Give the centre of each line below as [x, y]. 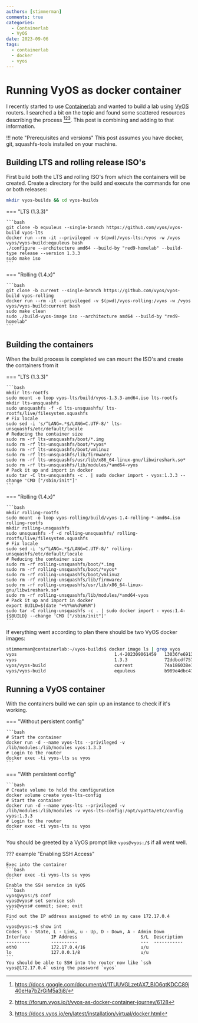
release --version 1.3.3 [50, 253]
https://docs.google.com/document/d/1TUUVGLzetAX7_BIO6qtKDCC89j [102, 984]
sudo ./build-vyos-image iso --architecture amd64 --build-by [84, 316]
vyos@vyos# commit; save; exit [44, 906]
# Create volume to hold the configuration [60, 790]
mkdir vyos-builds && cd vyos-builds [52, 200]
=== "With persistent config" [41, 774]
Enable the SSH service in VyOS [46, 885]
